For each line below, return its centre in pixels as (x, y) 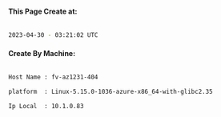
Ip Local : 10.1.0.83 (46, 107)
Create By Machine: (42, 53)
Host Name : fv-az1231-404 (53, 77)
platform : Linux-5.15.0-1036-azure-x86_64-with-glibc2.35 (111, 92)
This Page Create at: (43, 11)
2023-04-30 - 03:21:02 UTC (53, 35)
